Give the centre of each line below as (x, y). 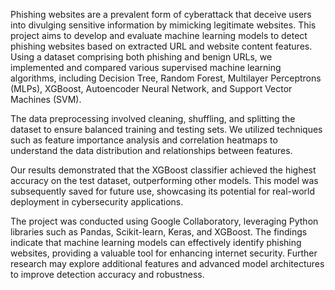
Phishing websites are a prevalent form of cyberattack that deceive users (161, 14)
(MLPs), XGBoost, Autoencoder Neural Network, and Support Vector (151, 88)
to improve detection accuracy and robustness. (107, 274)
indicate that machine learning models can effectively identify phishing (156, 242)
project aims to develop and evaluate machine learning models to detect (159, 35)
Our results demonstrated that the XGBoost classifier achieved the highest (163, 170)
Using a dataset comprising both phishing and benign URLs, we (141, 57)
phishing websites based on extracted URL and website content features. (161, 46)
